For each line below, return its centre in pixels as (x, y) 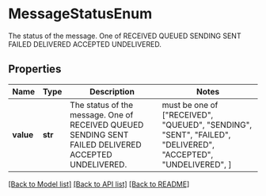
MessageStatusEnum (80, 14)
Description (112, 91)
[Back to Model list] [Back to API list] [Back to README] (99, 184)
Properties (35, 69)
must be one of (190, 105)
